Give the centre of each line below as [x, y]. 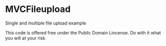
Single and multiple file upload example [46, 23]
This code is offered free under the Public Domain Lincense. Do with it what [83, 32]
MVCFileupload [38, 9]
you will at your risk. [26, 38]
